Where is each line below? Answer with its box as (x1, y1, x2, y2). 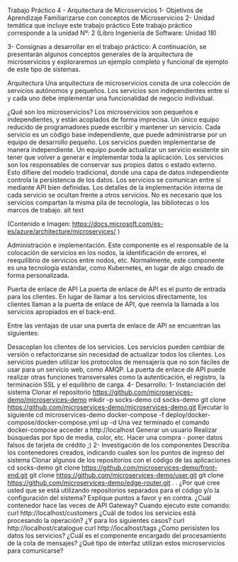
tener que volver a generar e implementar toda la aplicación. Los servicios (7, 153, 224, 161)
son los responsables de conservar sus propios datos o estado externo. (7, 161, 217, 169)
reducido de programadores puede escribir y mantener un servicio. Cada (7, 123, 221, 131)
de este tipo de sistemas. (7, 65, 81, 73)
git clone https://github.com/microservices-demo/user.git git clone (29, 471, 225, 479)
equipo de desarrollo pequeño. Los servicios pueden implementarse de (7, 138, 216, 146)
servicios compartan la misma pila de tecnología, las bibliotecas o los (7, 198, 210, 207)
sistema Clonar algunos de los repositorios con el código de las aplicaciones (7, 456, 231, 464)
